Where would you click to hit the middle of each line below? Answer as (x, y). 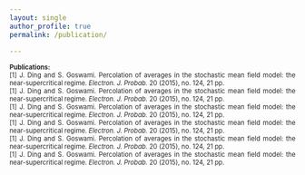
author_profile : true (50, 26)
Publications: (30, 68)
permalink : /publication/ (58, 34)
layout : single (38, 18)
